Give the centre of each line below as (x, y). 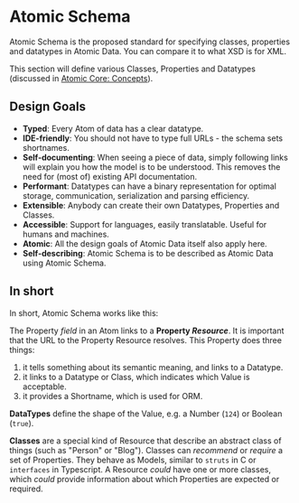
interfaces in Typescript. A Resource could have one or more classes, (140, 469)
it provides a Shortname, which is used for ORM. (112, 396)
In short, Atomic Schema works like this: (84, 312)
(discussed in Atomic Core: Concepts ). (81, 78)
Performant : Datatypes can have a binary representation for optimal (149, 186)
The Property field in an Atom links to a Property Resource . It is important (147, 331)
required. (26, 489)
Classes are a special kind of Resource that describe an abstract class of (145, 441)
